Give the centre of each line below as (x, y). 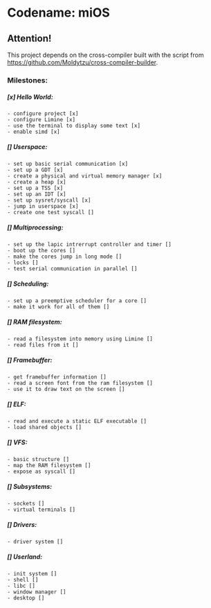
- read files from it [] (43, 345)
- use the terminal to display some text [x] (74, 125)
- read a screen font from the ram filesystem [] (80, 383)
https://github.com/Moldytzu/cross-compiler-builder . (83, 62)
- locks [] (23, 262)
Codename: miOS (59, 13)
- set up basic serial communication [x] (68, 164)
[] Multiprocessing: (35, 227)
